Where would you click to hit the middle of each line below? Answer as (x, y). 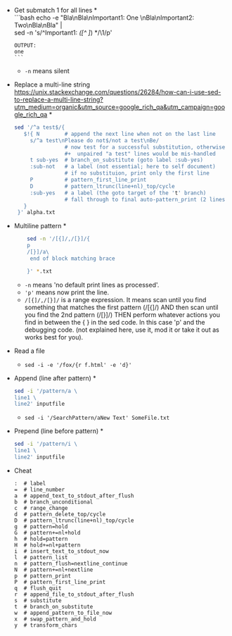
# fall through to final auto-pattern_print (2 (135, 199)
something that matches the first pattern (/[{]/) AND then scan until (121, 307)
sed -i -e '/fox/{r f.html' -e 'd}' (78, 365)
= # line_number (39, 490)
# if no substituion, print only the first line (137, 173)
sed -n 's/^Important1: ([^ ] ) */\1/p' (63, 32)
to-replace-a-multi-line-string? (58, 99)
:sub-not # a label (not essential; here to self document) (123, 167)
